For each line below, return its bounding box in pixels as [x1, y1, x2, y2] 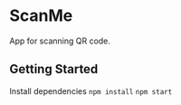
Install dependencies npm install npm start [9, 85, 173, 96]
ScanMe [9, 5, 73, 26]
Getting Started [9, 62, 99, 77]
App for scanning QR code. [9, 35, 111, 46]
